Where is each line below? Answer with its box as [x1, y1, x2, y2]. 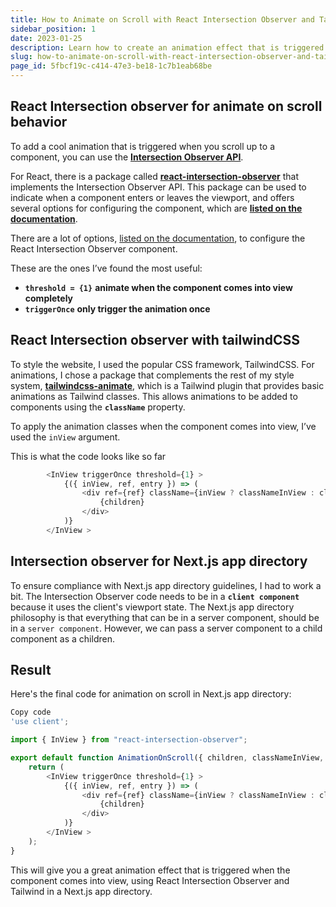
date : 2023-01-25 [10, 33, 83, 43]
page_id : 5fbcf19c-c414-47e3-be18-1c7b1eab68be [10, 61, 213, 71]
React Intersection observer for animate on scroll [10, 98, 323, 115]
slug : [10, 52, 33, 62]
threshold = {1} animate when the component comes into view [24, 281, 293, 293]
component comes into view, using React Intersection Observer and [10, 874, 290, 886]
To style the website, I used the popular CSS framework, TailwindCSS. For [10, 358, 315, 370]
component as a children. [10, 632, 115, 645]
